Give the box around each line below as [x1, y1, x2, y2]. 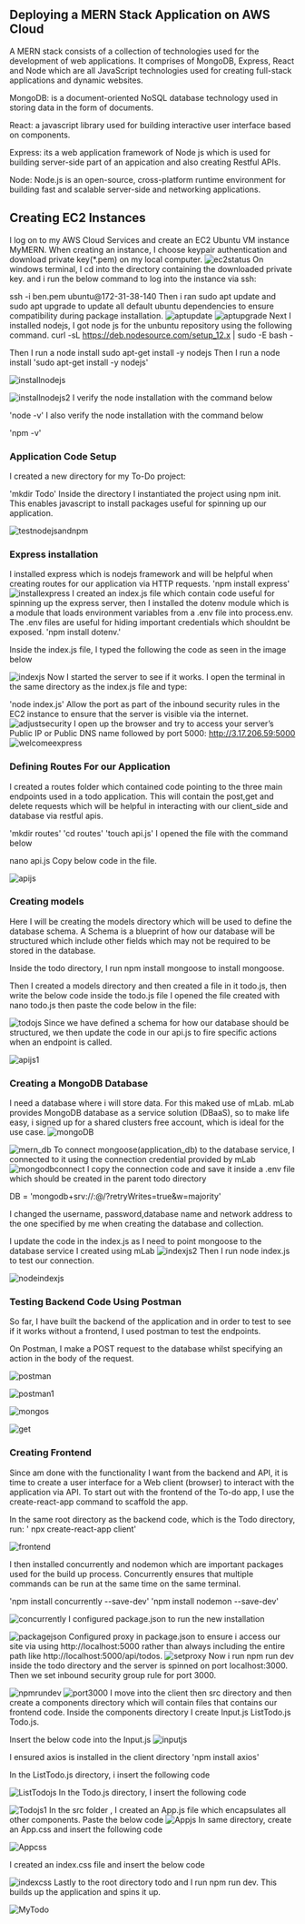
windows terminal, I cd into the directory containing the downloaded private [9, 263, 292, 274]
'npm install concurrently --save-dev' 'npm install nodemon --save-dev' [9, 1595, 280, 1606]
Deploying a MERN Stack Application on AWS [9, 7, 271, 23]
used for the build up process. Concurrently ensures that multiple [9, 1568, 254, 1579]
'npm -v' [9, 427, 42, 438]
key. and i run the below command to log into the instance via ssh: [9, 273, 257, 284]
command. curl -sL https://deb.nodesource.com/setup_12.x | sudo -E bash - [9, 329, 293, 340]
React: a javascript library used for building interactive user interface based [9, 119, 291, 130]
